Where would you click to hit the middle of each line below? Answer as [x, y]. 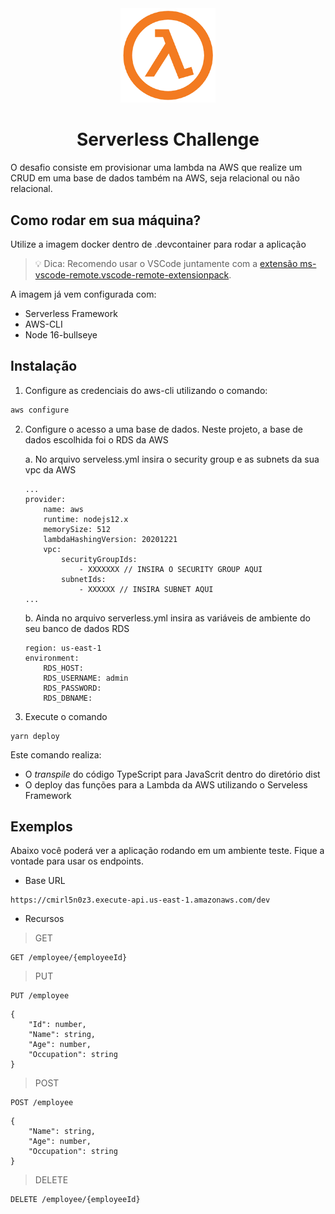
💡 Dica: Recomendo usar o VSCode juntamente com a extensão [166, 263]
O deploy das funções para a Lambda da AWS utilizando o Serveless [166, 784]
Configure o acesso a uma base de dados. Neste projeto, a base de [163, 429]
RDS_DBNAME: [68, 698]
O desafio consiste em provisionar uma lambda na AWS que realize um [156, 168]
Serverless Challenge [168, 139]
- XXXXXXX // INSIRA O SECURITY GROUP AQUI [170, 569]
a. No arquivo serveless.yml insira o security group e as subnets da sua [172, 459]
